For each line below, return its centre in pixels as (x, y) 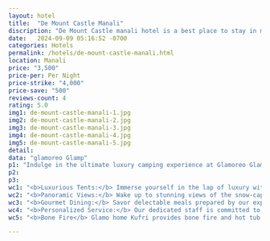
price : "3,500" (34, 68)
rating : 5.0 (28, 105)
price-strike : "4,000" (46, 83)
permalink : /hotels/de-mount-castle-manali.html (91, 53)
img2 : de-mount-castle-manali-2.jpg (70, 120)
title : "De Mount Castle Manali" (66, 23)
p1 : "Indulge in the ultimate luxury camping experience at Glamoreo (127, 165)
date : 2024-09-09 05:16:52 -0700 (68, 38)
